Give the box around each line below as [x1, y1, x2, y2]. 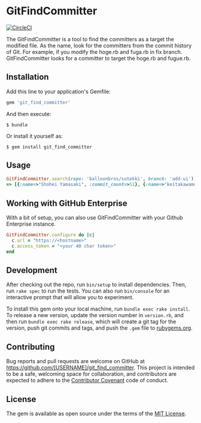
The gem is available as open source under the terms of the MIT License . [6, 410, 187, 417]
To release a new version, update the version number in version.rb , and [6, 312, 184, 319]
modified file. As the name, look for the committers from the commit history [6, 42, 192, 49]
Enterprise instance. [6, 220, 56, 227]
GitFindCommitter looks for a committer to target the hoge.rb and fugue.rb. [6, 54, 191, 62]
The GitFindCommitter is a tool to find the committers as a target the [6, 35, 175, 42]
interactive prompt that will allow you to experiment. [6, 294, 134, 301]
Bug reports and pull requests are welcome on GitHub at [6, 358, 145, 365]
